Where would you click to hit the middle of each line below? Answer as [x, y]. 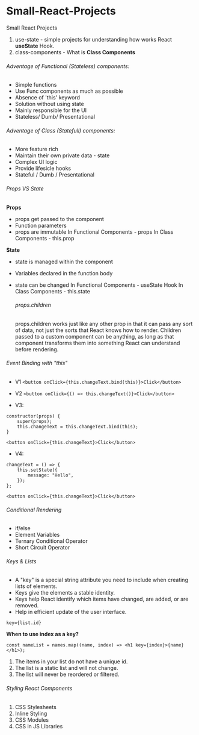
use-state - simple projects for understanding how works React [93, 39]
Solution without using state [49, 104]
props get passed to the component [59, 219]
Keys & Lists [21, 561]
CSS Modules [32, 720]
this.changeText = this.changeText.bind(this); [78, 427]
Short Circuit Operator [42, 548]
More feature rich [36, 149]
